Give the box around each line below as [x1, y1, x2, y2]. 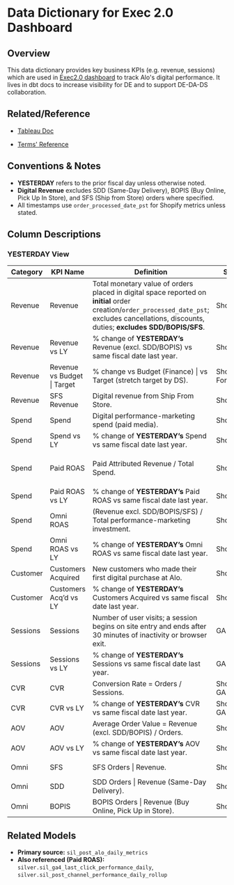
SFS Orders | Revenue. [92, 763, 167, 772]
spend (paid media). [92, 420, 159, 429]
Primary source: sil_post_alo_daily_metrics [17, 848, 148, 856]
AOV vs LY [49, 743, 85, 753]
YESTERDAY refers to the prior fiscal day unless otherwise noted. [17, 179, 207, 187]
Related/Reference [7, 108, 91, 120]
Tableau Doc [17, 127, 54, 135]
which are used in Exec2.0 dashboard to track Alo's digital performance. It [7, 73, 221, 81]
